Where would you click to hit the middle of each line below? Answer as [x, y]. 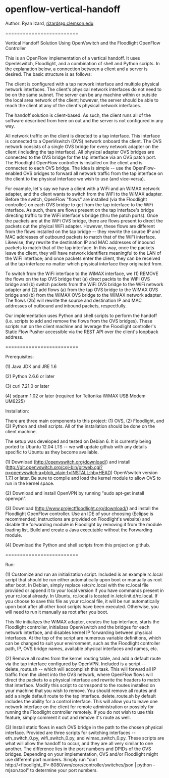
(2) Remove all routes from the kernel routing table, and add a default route [83, 658]
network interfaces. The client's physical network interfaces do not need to [83, 89]
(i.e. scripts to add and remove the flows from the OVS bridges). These [79, 321]
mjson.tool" [17, 770]
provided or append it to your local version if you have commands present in [84, 590]
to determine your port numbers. [64, 770]
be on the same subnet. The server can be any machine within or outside [81, 95]
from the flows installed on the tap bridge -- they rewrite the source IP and [83, 232]
